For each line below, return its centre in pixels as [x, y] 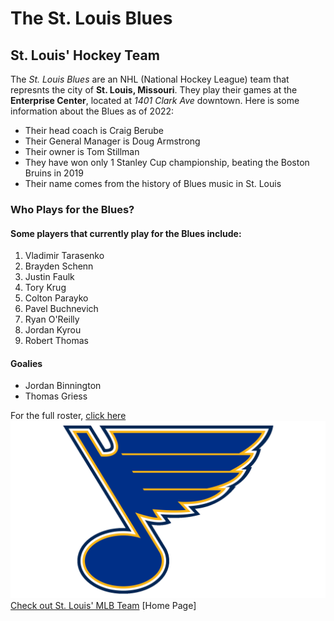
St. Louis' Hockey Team [85, 55]
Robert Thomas [56, 341]
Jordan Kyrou [53, 330]
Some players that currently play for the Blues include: [126, 233]
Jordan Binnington [63, 386]
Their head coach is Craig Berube [94, 130]
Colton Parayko [56, 298]
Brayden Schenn [59, 266]
